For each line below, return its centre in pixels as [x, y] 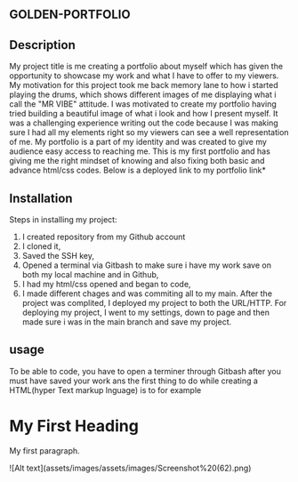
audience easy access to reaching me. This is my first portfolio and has [140, 151]
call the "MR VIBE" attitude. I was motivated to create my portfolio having [143, 104]
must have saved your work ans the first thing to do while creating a [133, 381]
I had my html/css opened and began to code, [106, 285]
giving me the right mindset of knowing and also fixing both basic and [137, 161]
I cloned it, [41, 246]
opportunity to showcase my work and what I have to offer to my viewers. [144, 76]
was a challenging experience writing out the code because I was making [144, 123]
